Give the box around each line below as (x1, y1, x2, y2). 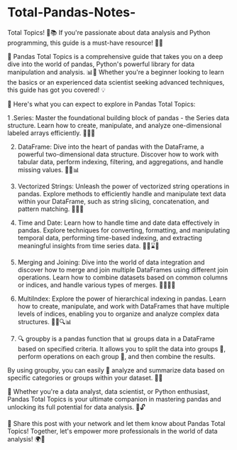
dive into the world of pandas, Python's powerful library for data (7, 60, 195, 68)
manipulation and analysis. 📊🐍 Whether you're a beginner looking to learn (7, 68, 225, 76)
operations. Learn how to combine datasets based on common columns (17, 273, 228, 282)
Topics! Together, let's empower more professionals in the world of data (7, 427, 218, 435)
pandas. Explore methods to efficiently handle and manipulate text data (17, 189, 226, 198)
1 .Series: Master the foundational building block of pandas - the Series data (7, 113, 229, 122)
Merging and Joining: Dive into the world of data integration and (17, 257, 205, 267)
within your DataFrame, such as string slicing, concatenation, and (17, 197, 209, 205)
